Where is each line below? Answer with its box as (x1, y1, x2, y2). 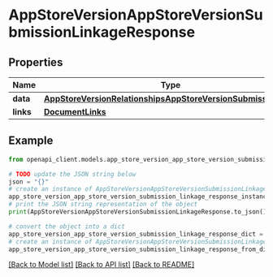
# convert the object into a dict (8, 222, 126, 231)
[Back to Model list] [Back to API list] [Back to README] (8, 260, 195, 270)
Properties (8, 55, 63, 69)
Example (8, 134, 54, 148)
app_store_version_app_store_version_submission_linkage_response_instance (8, 193, 271, 201)
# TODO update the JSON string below (8, 170, 136, 178)
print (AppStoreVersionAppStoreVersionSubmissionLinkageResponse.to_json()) (8, 208, 271, 216)
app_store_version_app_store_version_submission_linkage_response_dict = (8, 230, 264, 238)
